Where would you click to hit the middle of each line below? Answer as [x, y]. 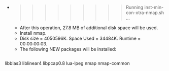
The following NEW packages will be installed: [68, 49]
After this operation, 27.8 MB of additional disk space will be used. [89, 28]
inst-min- [154, 7]
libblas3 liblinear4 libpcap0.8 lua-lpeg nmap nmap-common [67, 63]
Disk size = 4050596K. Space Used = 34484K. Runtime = [80, 38]
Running [134, 7]
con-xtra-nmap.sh [145, 13]
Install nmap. [33, 33]
